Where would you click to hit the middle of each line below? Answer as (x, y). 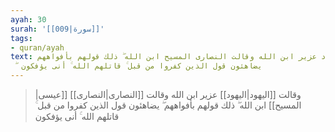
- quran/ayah (37, 47)
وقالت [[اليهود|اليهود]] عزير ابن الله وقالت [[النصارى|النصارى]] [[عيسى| (168, 94)
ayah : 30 (28, 19)
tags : (21, 38)
